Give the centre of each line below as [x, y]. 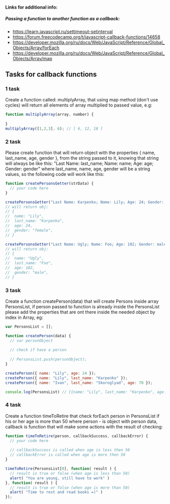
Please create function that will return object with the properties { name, [80, 153]
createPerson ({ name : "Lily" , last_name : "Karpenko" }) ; [67, 378]
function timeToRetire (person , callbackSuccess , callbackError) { [77, 436]
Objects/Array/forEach [36, 48]
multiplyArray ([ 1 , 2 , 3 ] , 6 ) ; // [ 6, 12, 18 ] [54, 129]
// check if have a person [38, 350]
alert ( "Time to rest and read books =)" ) [56, 492]
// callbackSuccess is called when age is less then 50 [70, 450]
